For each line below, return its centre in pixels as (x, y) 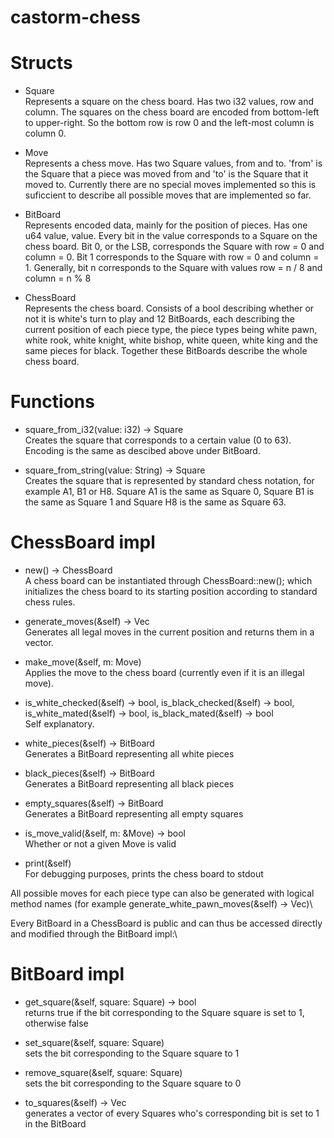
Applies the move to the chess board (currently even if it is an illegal (164, 672)
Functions (52, 402)
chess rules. (50, 602)
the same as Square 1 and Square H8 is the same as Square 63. (155, 502)
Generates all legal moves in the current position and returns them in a (169, 632)
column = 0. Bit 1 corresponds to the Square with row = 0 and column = (172, 257)
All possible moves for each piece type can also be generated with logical (162, 893)
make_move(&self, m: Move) (83, 662)
